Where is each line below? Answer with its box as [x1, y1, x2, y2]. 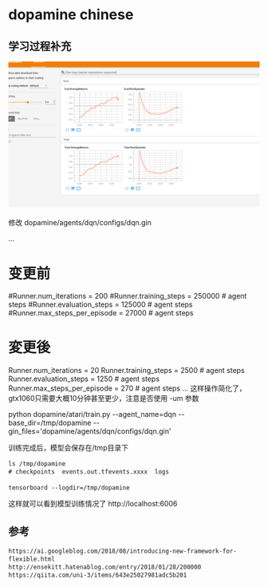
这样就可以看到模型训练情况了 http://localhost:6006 [8, 499, 178, 509]
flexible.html [8, 555, 56, 564]
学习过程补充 [8, 39, 72, 53]
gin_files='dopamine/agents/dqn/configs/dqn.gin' [8, 426, 171, 436]
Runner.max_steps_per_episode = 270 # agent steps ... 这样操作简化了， [8, 383, 246, 393]
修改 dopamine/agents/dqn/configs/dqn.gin [8, 218, 152, 228]
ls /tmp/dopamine [8, 460, 66, 468]
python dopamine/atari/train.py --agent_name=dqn [8, 410, 177, 419]
